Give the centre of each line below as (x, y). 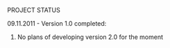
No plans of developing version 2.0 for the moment (90, 37)
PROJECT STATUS (34, 10)
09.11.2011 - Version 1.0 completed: (57, 23)
